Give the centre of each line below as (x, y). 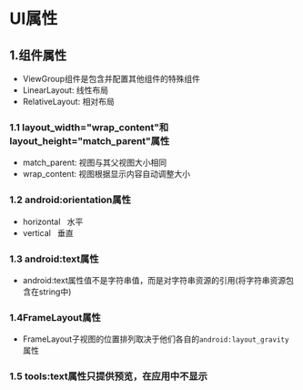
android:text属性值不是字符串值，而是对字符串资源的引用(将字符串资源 (154, 280)
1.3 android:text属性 (54, 259)
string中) (55, 292)
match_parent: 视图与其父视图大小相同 (95, 163)
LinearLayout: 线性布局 (66, 90)
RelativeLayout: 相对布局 (69, 102)
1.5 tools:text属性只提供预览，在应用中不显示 (108, 376)
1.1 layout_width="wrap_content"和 (89, 127)
